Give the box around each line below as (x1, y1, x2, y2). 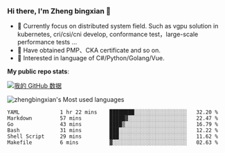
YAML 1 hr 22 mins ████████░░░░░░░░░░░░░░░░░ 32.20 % (7, 109, 218, 116)
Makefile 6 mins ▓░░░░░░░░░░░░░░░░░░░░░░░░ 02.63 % (7, 139, 218, 146)
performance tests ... (17, 38, 78, 46)
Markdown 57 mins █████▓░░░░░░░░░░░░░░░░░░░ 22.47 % (7, 115, 218, 122)
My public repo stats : (7, 67, 69, 75)
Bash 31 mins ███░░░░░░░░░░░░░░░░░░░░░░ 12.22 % (7, 127, 218, 134)
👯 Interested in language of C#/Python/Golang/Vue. (17, 54, 165, 62)
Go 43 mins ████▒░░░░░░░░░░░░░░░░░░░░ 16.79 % (7, 121, 218, 128)
